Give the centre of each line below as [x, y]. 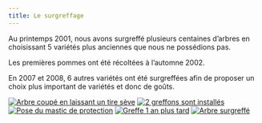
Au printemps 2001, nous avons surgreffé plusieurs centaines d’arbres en [129, 38]
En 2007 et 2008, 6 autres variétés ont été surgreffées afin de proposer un [131, 77]
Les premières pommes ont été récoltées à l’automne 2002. [107, 62]
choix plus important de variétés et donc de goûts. [91, 86]
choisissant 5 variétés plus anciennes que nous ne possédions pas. [119, 47]
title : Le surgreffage [46, 16]
